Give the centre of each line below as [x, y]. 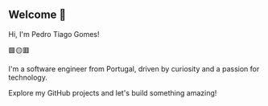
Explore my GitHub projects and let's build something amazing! [113, 92]
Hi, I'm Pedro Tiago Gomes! [54, 34]
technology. [28, 77]
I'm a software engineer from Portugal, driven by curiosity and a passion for [134, 68]
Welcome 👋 [37, 15]
